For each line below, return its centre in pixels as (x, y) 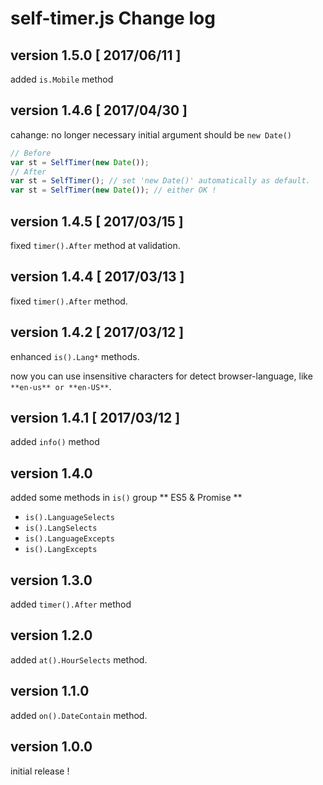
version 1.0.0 (51, 747)
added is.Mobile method (62, 79)
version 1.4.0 (51, 473)
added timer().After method (71, 604)
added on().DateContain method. (79, 715)
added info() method (55, 442)
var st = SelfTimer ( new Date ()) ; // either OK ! (113, 190)
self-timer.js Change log (113, 18)
